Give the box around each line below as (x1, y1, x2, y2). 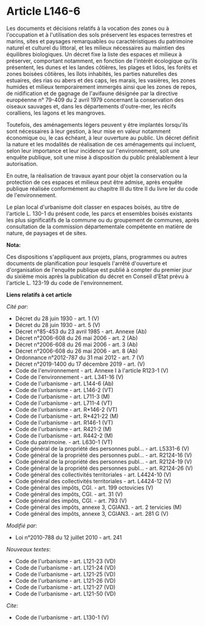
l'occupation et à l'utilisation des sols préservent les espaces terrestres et (6, 31, 193, 38)
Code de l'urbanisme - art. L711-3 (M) (15, 393, 110, 400)
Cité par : (6, 303, 29, 310)
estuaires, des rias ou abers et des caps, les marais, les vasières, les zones (6, 77, 196, 84)
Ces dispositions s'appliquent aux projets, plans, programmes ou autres (6, 253, 188, 260)
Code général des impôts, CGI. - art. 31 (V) (15, 490, 124, 497)
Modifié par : (6, 522, 38, 529)
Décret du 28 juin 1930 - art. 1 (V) (15, 314, 100, 322)
